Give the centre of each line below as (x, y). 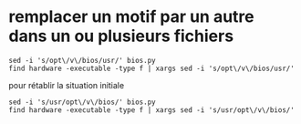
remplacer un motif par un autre (131, 17)
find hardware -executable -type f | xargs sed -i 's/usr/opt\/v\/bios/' (152, 110)
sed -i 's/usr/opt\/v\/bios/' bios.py (82, 102)
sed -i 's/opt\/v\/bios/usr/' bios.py (82, 60)
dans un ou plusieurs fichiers (121, 36)
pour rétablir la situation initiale (67, 85)
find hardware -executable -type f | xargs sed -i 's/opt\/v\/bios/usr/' (152, 68)
